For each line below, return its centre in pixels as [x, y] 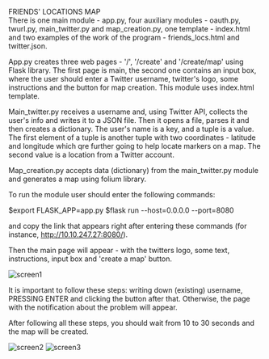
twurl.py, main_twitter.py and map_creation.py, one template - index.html [129, 29]
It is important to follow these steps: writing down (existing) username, [126, 290]
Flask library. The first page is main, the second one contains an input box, [132, 70]
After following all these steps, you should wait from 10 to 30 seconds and [131, 323]
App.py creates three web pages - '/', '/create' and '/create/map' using [126, 61]
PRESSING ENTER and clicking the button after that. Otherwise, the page [129, 299]
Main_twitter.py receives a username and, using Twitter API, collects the [128, 112]
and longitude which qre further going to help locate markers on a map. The [134, 146]
